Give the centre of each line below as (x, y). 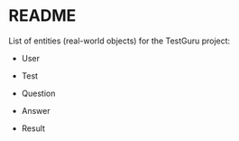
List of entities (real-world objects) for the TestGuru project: (119, 41)
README (42, 16)
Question (38, 93)
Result (33, 128)
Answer (36, 110)
